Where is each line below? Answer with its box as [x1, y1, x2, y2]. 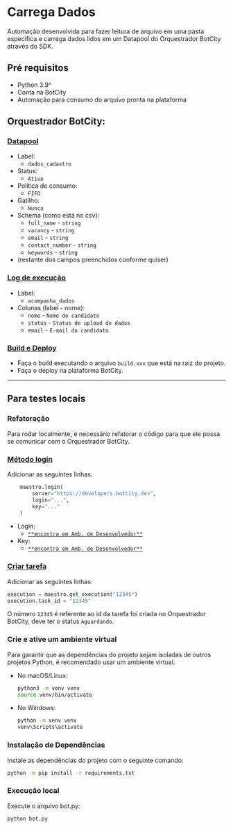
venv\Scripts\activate [17, 724, 83, 731]
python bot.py [7, 815, 49, 822]
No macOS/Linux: [17, 671, 68, 679]
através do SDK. [7, 42, 53, 50]
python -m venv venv [17, 717, 77, 724]
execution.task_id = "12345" [7, 597, 92, 604]
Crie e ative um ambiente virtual [7, 634, 117, 644]
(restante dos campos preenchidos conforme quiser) [17, 255, 169, 264]
